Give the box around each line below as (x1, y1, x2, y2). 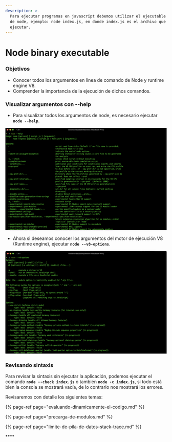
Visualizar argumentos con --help (5, 100, 91, 107)
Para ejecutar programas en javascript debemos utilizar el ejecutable (10, 13, 166, 19)
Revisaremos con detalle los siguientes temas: (5, 394, 103, 400)
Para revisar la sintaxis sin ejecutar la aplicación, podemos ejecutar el (5, 373, 152, 380)
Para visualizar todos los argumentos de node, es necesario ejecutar (12, 113, 158, 119)
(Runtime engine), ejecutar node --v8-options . (12, 240, 111, 247)
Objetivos (5, 65, 30, 73)
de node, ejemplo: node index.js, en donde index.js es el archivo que (10, 19, 166, 24)
